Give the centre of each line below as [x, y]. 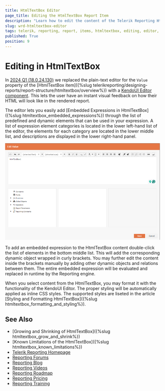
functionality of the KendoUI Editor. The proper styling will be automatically [81, 288]
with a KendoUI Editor [130, 90]
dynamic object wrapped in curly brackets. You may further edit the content [82, 258]
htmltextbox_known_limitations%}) [47, 347]
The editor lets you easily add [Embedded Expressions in [63, 110]
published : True [22, 36]
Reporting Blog [27, 363]
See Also [19, 320]
